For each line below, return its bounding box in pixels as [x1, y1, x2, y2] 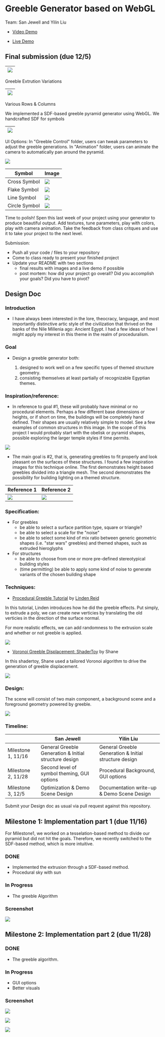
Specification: [5, 508, 40, 515]
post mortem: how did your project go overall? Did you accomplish [19, 270, 154, 276]
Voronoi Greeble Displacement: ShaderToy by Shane [12, 648, 119, 654]
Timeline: [5, 723, 28, 730]
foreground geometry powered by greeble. [5, 701, 92, 707]
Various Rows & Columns [5, 101, 56, 107]
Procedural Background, [99, 767, 156, 774]
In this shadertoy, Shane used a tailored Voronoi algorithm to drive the [5, 658, 146, 664]
